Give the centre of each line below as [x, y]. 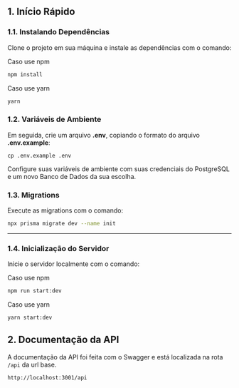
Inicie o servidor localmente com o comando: [74, 264]
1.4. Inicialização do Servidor [58, 248]
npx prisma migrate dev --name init [62, 224]
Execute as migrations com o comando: [65, 210]
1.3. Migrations [33, 195]
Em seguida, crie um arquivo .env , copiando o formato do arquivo [104, 135]
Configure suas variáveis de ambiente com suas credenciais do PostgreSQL [118, 169]
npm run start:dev [34, 291]
